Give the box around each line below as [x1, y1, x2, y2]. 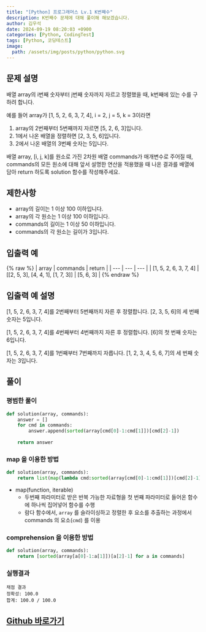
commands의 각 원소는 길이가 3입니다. [15, 228, 109, 236]
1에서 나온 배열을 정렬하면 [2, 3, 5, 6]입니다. [15, 132, 121, 139]
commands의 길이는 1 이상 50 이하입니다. [15, 220, 116, 228]
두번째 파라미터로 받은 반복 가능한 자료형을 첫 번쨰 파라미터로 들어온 [24, 493, 187, 501]
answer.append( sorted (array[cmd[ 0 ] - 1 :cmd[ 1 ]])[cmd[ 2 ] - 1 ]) [28, 428, 180, 434]
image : [6, 44, 23, 50]
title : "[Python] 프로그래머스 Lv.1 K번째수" [6, 9, 113, 15]
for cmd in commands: [17, 422, 72, 428]
